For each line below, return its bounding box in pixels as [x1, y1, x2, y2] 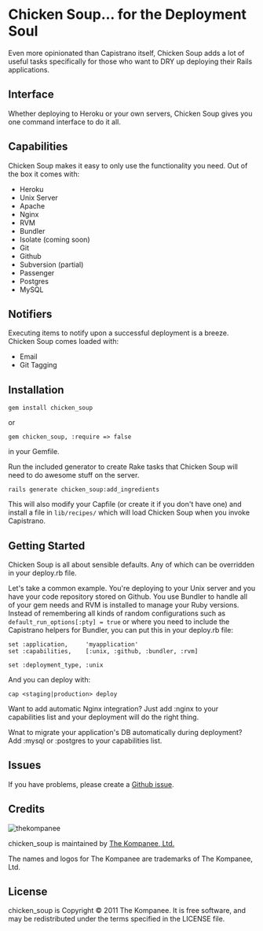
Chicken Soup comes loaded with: [8, 337, 119, 346]
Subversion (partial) [19, 260, 84, 269]
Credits [8, 803, 46, 816]
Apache [19, 201, 46, 210]
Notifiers [8, 307, 53, 320]
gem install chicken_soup [8, 404, 93, 412]
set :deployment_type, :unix [8, 661, 104, 669]
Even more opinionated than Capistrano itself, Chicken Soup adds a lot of [8, 48, 245, 57]
